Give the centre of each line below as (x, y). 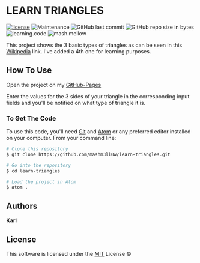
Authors (22, 206)
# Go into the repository (38, 165)
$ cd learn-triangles (33, 171)
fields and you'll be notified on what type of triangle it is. (76, 103)
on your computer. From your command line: (61, 138)
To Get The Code (31, 118)
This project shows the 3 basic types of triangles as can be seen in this (94, 45)
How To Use (29, 71)
